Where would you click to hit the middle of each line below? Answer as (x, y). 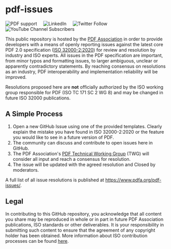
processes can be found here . (37, 241)
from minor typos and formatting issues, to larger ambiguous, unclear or (82, 60)
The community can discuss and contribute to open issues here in (83, 142)
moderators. (26, 170)
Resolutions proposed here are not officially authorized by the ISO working (84, 87)
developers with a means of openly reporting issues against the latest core (84, 44)
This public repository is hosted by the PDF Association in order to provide (84, 39)
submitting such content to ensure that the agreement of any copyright (80, 230)
